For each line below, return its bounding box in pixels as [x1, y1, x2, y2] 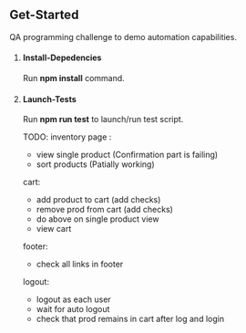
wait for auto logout [36, 304, 110, 315]
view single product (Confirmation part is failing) [36, 150, 219, 161]
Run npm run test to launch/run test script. [22, 114, 184, 125]
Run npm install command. [22, 73, 125, 84]
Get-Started [9, 7, 79, 23]
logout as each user [36, 294, 111, 305]
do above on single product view [36, 213, 159, 224]
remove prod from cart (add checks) [36, 204, 173, 215]
